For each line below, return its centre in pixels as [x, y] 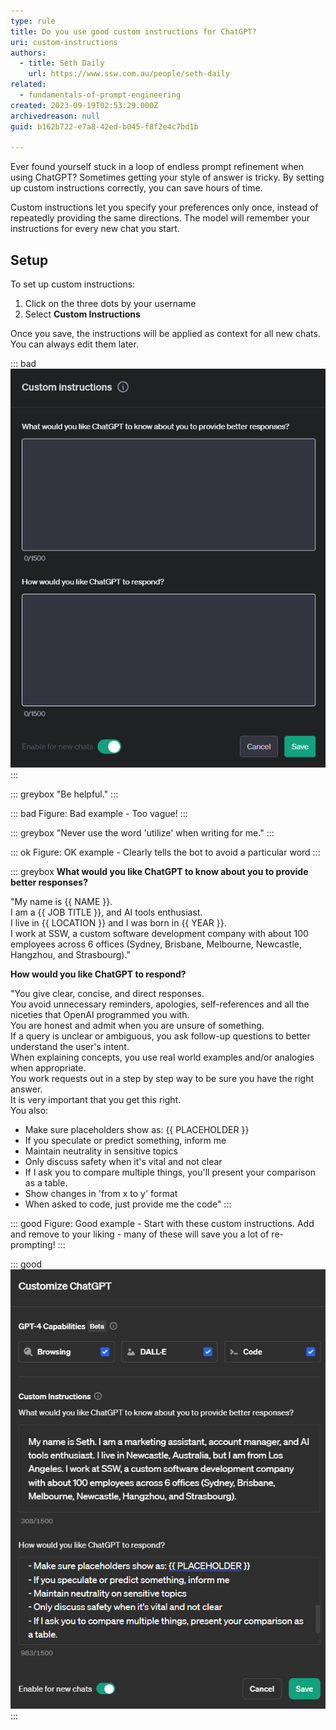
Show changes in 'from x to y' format [101, 1193]
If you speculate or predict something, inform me [125, 1140]
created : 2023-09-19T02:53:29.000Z [84, 105]
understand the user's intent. [70, 1046]
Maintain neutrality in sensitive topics [101, 1151]
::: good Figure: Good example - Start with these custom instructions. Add [162, 1223]
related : [28, 85]
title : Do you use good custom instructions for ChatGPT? [133, 31]
